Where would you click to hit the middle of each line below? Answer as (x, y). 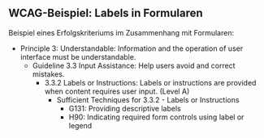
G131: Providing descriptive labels (125, 108)
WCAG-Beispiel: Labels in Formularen (106, 13)
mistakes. (48, 74)
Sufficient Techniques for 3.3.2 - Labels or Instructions (148, 99)
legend (80, 125)
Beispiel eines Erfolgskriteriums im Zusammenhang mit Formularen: (121, 32)
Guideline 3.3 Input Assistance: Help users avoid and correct (134, 65)
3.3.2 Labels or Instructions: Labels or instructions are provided (150, 82)
